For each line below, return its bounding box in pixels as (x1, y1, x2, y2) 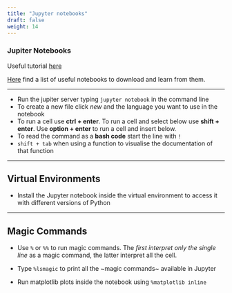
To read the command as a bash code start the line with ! (17, 132, 182, 140)
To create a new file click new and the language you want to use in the (17, 102, 218, 111)
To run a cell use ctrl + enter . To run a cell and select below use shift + (17, 117, 220, 125)
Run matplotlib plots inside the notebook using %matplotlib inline (17, 278, 207, 286)
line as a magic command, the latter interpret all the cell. (17, 251, 177, 260)
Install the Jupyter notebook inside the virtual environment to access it (17, 191, 217, 199)
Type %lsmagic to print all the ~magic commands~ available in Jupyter (17, 265, 216, 273)
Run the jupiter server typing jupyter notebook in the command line (17, 95, 209, 103)
